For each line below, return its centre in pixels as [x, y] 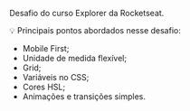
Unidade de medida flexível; [75, 58]
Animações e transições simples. [84, 97]
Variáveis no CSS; [56, 77]
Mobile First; [46, 48]
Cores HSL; [44, 87]
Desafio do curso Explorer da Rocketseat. [87, 13]
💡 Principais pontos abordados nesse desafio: [95, 30]
